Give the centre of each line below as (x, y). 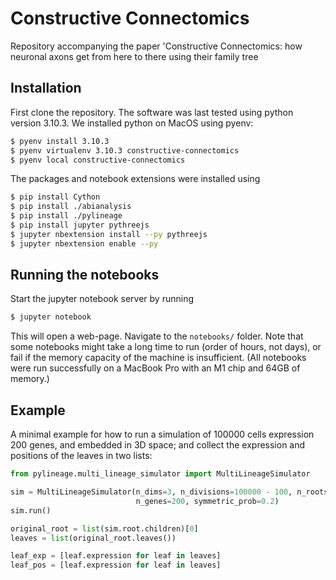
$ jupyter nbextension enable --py (84, 243)
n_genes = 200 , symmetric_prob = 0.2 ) (207, 501)
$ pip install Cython (55, 197)
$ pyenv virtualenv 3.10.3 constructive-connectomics (125, 150)
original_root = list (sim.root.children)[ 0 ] (104, 528)
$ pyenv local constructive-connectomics (98, 160)
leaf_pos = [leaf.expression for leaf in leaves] (116, 565)
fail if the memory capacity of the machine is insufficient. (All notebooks (158, 358)
